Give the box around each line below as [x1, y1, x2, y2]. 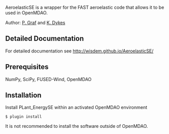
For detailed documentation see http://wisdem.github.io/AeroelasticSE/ [5, 48, 154, 54]
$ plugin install [5, 114, 42, 119]
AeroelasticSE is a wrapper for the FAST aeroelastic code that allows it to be [5, 5, 164, 10]
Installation [5, 91, 42, 100]
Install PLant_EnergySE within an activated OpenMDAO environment [5, 104, 148, 111]
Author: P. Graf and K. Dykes [5, 20, 65, 25]
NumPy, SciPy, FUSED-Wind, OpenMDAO [5, 76, 92, 82]
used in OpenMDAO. [5, 10, 48, 16]
